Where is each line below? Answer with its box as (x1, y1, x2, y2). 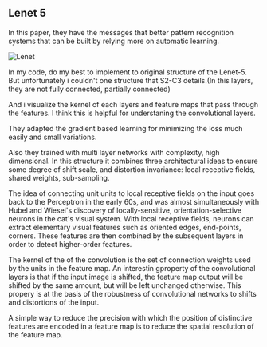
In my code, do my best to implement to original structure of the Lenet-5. (8, 67, 247, 77)
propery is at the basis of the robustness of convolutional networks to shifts (8, 289, 257, 298)
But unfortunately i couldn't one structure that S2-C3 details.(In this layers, (8, 75, 253, 85)
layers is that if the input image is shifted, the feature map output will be (8, 272, 244, 281)
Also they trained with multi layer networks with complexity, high (8, 147, 221, 157)
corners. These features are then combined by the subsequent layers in (8, 231, 244, 241)
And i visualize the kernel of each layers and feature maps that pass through (8, 99, 259, 109)
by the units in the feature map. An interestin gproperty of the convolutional (8, 263, 256, 273)
